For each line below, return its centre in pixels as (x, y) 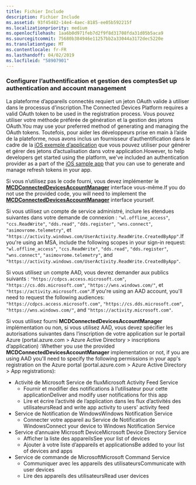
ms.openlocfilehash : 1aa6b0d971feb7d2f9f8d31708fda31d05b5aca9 (85, 33)
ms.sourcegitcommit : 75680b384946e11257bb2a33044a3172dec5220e (85, 39)
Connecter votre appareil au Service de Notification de (89, 419)
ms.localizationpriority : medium (47, 28)
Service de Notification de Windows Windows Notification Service (93, 413)
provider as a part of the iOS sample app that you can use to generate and (96, 163)
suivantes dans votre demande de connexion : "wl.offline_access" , (88, 217)
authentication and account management (66, 89)
